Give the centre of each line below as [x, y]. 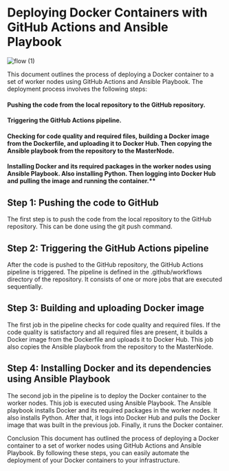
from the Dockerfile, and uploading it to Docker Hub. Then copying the [109, 143]
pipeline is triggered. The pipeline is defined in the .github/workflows [105, 272]
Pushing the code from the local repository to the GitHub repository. [106, 105]
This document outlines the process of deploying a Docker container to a [111, 74]
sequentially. [25, 286]
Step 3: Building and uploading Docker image [106, 308]
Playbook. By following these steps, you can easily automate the [98, 452]
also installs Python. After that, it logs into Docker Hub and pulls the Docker [113, 417]
